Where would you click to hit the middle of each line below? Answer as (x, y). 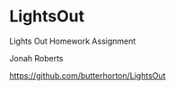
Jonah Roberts (36, 58)
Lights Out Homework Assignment (73, 41)
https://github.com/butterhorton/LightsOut (87, 75)
